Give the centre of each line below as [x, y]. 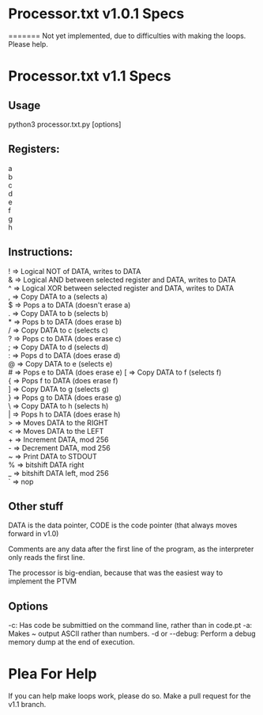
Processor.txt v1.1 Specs [90, 76]
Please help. [28, 44]
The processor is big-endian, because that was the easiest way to [116, 573]
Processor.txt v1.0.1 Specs [96, 14]
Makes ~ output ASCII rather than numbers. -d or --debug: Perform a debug [132, 633]
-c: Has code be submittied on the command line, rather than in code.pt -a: [130, 626]
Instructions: [41, 252]
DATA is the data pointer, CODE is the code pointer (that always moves [123, 525]
